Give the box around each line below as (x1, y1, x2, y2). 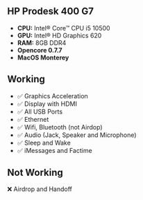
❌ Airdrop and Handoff (7, 185, 73, 193)
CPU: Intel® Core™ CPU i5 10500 (17, 24, 110, 32)
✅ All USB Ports (17, 107, 63, 116)
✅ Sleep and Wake (17, 138, 71, 147)
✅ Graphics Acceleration (17, 91, 88, 100)
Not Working (7, 167, 64, 179)
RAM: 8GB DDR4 (17, 38, 67, 47)
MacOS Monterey (17, 53, 69, 62)
